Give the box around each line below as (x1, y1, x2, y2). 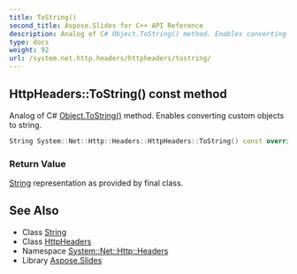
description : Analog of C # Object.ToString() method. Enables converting (9, 29, 287, 38)
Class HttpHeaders (21, 236, 92, 247)
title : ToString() (9, 12, 77, 22)
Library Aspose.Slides (21, 255, 103, 265)
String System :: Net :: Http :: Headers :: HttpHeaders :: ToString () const (9, 136, 263, 146)
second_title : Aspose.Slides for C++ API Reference (9, 21, 203, 30)
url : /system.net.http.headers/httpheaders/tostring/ (9, 54, 212, 63)
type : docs (9, 37, 49, 47)
